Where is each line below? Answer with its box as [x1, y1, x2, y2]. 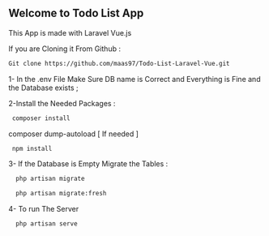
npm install [11, 144, 53, 152]
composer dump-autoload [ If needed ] [8, 129, 139, 139]
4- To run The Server [8, 204, 79, 214]
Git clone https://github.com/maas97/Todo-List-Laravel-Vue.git [8, 59, 230, 67]
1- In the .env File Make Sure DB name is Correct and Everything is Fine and [8, 74, 261, 84]
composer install [11, 114, 70, 122]
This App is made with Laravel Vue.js [8, 28, 132, 37]
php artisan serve [15, 220, 79, 228]
